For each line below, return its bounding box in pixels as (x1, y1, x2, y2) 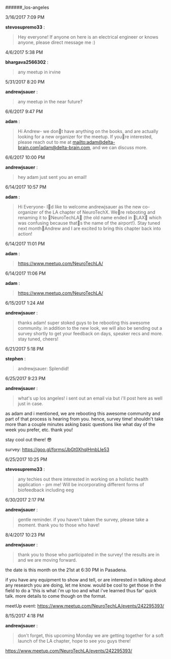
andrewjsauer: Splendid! (17, 365, 69, 372)
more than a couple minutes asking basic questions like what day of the (5, 421, 156, 427)
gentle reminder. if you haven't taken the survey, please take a (17, 517, 149, 522)
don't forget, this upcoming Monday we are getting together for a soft (17, 632, 164, 639)
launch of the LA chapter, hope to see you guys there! (17, 638, 131, 644)
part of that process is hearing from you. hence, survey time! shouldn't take (5, 416, 164, 422)
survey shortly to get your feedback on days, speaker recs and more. (17, 331, 163, 336)
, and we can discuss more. (90, 145, 148, 150)
